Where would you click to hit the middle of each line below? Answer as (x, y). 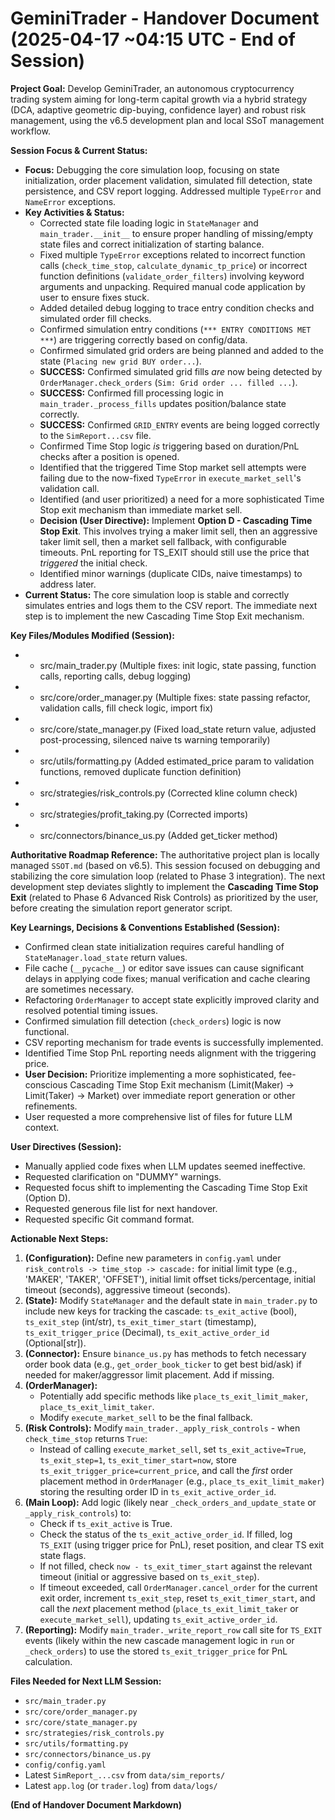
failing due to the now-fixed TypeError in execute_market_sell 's (170, 478)
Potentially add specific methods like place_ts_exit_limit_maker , (174, 1396)
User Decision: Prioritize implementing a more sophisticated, (150, 1074)
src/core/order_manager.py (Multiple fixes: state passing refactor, (175, 697)
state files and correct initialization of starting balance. (152, 244)
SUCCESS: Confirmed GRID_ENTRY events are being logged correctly (179, 424)
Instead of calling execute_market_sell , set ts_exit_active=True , (173, 1449)
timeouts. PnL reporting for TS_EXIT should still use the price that (174, 552)
